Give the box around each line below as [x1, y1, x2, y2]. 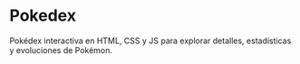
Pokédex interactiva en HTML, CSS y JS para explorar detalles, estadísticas [9, 35, 292, 46]
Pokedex [9, 5, 77, 26]
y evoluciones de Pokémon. [9, 44, 113, 55]
